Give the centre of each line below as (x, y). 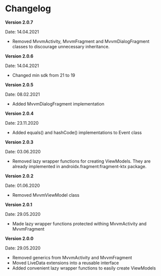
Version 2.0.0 (19, 238)
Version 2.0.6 (19, 56)
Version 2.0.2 (19, 176)
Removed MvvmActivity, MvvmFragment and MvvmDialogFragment (81, 41)
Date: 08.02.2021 (23, 94)
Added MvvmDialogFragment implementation (58, 103)
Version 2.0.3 (19, 142)
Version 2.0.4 (19, 113)
